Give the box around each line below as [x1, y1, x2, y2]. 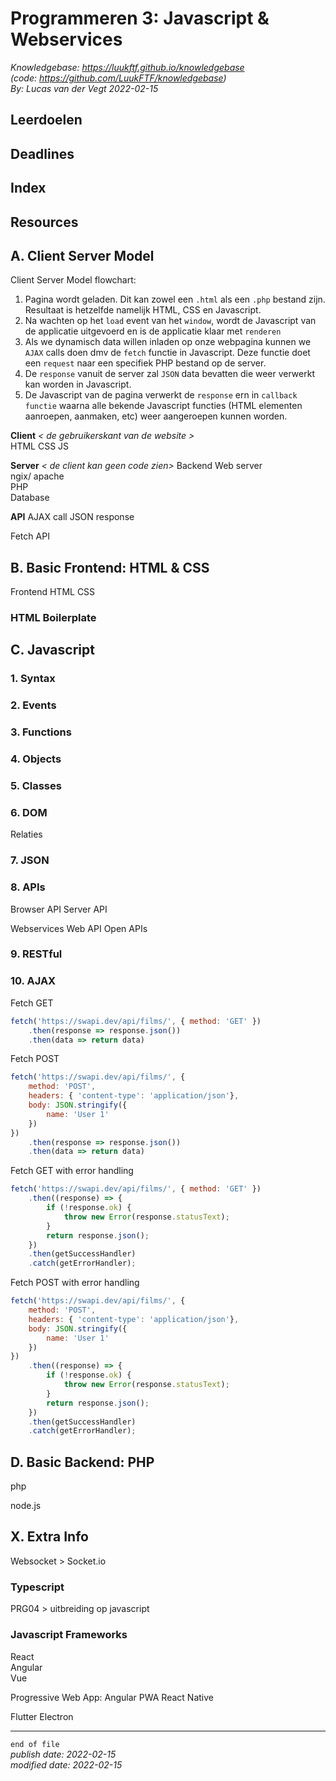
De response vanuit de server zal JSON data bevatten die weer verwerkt [24, 368, 315, 380]
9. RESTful [10, 947, 63, 961]
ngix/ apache [10, 470, 65, 482]
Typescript [10, 1580, 65, 1594]
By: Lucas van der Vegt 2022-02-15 [10, 82, 159, 94]
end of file [10, 1739, 60, 1749]
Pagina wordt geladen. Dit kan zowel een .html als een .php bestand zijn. [24, 293, 326, 306]
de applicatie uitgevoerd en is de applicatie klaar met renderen [24, 325, 282, 337]
